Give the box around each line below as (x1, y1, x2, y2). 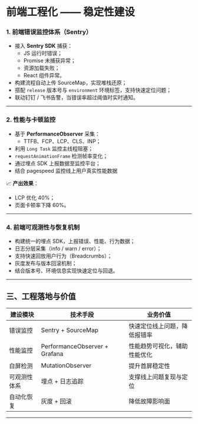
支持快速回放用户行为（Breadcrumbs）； (14, 252, 113, 259)
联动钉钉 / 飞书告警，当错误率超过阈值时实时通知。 (14, 94, 138, 101)
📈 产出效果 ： (6, 179, 39, 186)
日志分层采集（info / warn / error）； (14, 245, 102, 252)
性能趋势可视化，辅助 (128, 341, 188, 350)
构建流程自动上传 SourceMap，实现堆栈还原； (14, 79, 127, 86)
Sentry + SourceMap (41, 326, 98, 334)
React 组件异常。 (23, 72, 65, 79)
